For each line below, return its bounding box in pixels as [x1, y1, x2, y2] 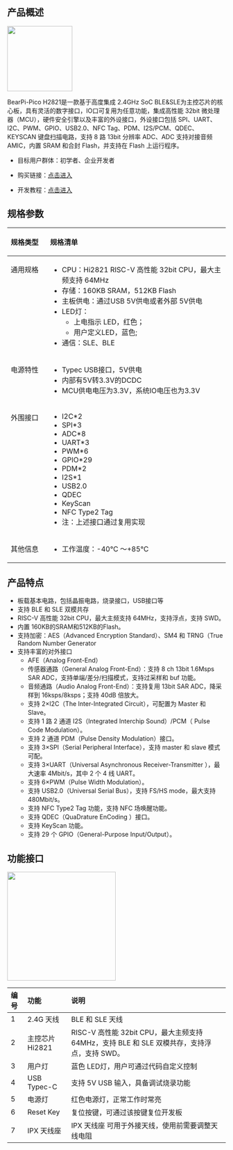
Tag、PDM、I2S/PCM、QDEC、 [107, 124, 199, 132]
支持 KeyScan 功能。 [27, 821, 87, 830]
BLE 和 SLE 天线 [71, 1015, 123, 1025]
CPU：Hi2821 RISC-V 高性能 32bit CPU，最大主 [62, 265, 221, 274]
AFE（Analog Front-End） [27, 656, 102, 665]
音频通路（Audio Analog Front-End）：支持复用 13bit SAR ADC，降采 [27, 682, 222, 691]
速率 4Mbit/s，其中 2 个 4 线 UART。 [33, 769, 139, 778]
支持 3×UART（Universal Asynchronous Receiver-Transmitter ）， [27, 761, 214, 769]
